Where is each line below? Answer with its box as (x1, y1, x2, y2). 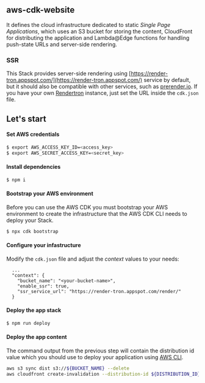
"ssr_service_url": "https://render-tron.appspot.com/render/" (17, 288, 182, 294)
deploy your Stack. (6, 217, 54, 224)
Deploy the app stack (6, 307, 62, 314)
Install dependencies (6, 163, 61, 171)
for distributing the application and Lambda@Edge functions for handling (6, 34, 190, 42)
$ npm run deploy (6, 321, 51, 327)
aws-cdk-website (6, 5, 75, 15)
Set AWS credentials (6, 131, 60, 138)
